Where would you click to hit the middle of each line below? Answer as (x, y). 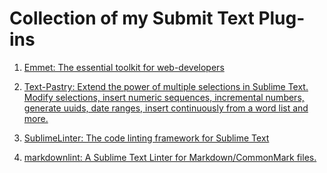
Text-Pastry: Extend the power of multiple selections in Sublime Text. (166, 86)
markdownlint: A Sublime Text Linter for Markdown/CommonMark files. (170, 157)
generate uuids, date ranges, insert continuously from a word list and (166, 108)
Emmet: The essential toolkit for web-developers (124, 67)
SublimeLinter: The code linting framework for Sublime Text (146, 138)
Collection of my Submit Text (132, 18)
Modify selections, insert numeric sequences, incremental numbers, (164, 97)
